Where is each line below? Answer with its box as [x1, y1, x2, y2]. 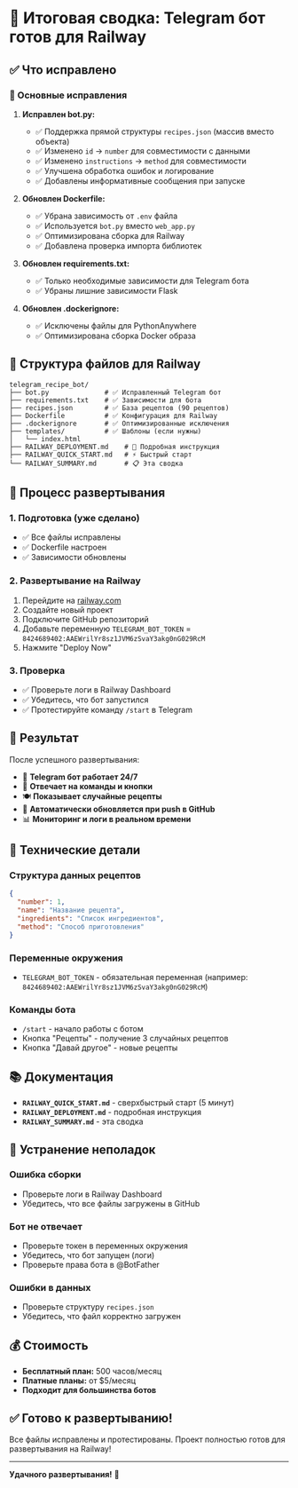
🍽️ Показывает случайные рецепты [21, 790, 162, 802]
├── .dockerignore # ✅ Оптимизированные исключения [9, 419, 230, 428]
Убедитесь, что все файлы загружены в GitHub [21, 1198, 200, 1208]
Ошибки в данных [9, 1282, 91, 1294]
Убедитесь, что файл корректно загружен [21, 1311, 182, 1322]
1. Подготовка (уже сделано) [9, 512, 140, 524]
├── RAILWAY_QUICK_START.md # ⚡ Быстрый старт [9, 450, 192, 459]
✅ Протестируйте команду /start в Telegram [21, 704, 193, 715]
